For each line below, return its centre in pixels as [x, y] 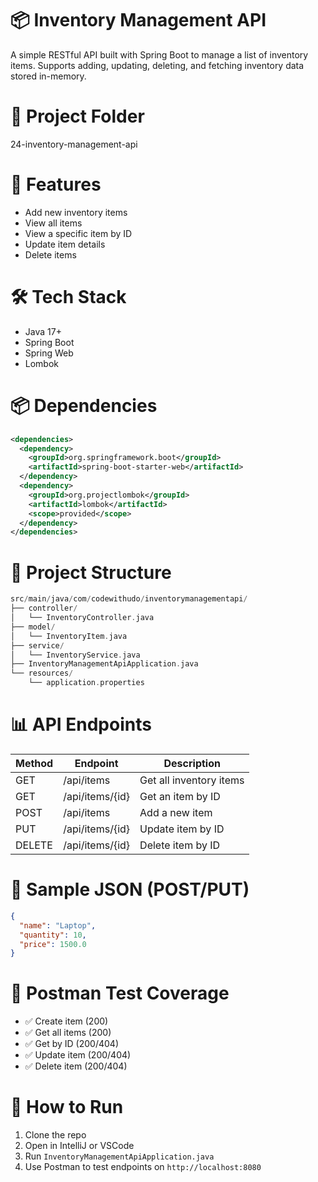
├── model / [33, 627]
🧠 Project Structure [91, 572]
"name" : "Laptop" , [58, 925]
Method [34, 763]
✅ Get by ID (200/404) [71, 1044]
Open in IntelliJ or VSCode [79, 1146]
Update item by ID [182, 829]
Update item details [65, 244]
